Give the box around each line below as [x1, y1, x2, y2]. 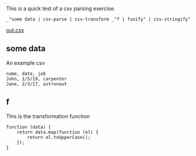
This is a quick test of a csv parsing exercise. [6, 5, 116, 12]
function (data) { [6, 124, 51, 130]
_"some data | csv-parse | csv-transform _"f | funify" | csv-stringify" [6, 16, 191, 22]
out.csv [6, 26, 25, 34]
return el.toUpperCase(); [27, 134, 91, 140]
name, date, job [6, 71, 46, 77]
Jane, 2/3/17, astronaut [6, 81, 67, 87]
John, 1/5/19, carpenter [6, 76, 67, 82]
